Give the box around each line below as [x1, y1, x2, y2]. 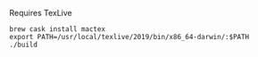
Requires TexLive [9, 8, 73, 18]
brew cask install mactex [9, 25, 105, 34]
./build [9, 40, 38, 49]
